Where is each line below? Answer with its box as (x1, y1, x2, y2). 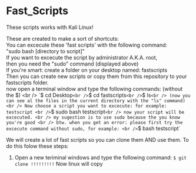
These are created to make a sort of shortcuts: (6, 35, 119, 42)
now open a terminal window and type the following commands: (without (6, 85, 183, 92)
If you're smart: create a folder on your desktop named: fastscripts (6, 66, 168, 73)
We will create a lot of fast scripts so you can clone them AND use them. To (6, 136, 190, 143)
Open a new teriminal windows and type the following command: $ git (14, 154, 187, 161)
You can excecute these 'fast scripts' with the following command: (6, 41, 168, 48)
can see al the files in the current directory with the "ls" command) (6, 97, 185, 104)
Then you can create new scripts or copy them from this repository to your (6, 73, 187, 80)
